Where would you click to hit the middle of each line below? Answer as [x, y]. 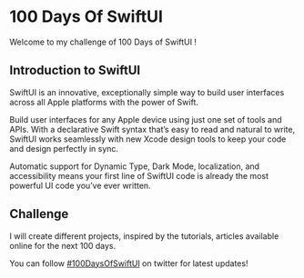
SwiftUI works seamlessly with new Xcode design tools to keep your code [148, 139]
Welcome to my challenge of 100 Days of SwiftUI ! [103, 42]
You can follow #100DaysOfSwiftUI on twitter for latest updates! [129, 263]
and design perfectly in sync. [64, 148]
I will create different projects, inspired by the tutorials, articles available [144, 236]
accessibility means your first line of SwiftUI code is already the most [139, 175]
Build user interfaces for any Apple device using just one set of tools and [146, 119]
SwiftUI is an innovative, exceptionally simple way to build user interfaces [147, 92]
